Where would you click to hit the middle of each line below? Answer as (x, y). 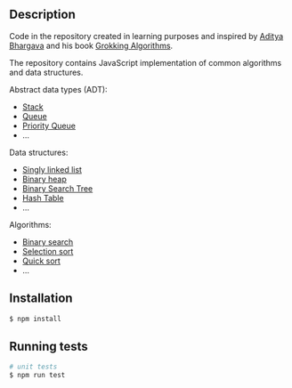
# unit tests (33, 367)
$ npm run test (37, 376)
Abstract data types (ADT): (59, 89)
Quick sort (41, 261)
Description (42, 15)
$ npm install (36, 319)
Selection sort (48, 251)
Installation (41, 299)
